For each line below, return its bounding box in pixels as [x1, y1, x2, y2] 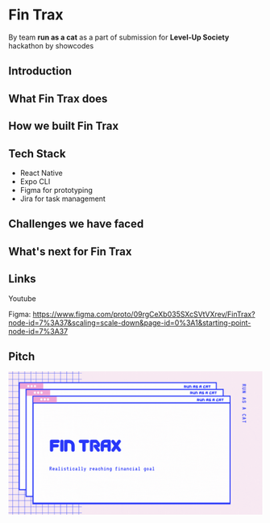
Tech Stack [8, 147, 66, 161]
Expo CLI [19, 176, 51, 186]
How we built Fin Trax [8, 119, 119, 133]
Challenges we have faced [8, 217, 144, 231]
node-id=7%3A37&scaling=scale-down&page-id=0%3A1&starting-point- [8, 317, 251, 328]
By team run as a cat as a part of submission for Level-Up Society [8, 32, 230, 42]
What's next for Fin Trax [8, 245, 132, 258]
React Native [19, 168, 63, 178]
